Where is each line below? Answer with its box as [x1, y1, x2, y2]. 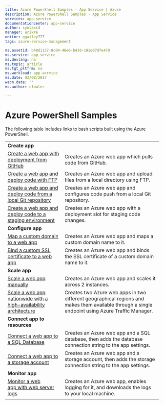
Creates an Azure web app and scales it [64, 275, 156, 282]
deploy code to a [7, 211, 46, 217]
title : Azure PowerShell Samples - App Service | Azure [5, 7, 121, 12]
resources [7, 321, 32, 328]
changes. [64, 216, 86, 223]
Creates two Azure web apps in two [64, 289, 146, 296]
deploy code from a [7, 191, 53, 197]
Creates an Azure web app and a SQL [64, 329, 151, 336]
